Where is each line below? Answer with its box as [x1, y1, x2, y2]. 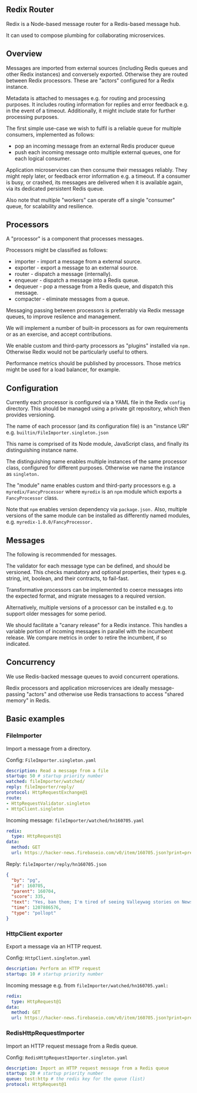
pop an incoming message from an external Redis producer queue [14, 142, 175, 149]
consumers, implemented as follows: [6, 131, 95, 138]
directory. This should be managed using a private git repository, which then [6, 405, 191, 412]
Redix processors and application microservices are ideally [6, 684, 149, 691]
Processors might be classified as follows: [6, 246, 108, 254]
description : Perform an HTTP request [6, 966, 101, 972]
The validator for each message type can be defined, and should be [6, 562, 171, 569]
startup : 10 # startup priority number [6, 971, 104, 977]
